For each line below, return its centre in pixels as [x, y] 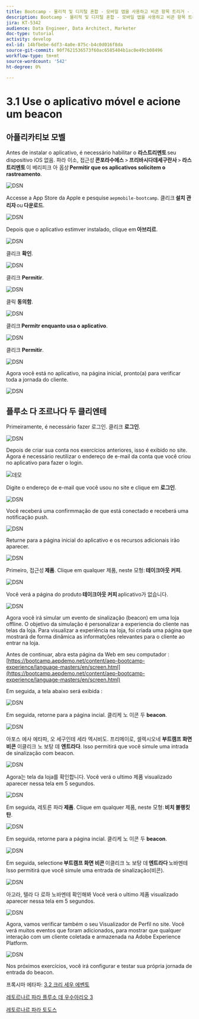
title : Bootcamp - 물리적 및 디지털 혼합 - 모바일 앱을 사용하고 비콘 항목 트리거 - [98, 12]
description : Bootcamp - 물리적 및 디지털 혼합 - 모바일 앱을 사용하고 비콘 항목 [96, 17]
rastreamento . [24, 174]
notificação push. [28, 518]
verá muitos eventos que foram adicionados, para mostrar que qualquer [94, 931]
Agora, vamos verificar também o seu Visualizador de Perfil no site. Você [95, 924]
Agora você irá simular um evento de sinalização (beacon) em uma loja [93, 618]
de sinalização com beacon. [41, 753]
